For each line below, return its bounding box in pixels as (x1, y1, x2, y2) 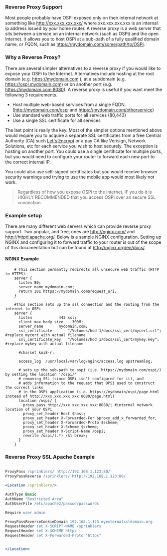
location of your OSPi (5, 407, 52, 412)
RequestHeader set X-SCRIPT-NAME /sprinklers (5, 524, 101, 529)
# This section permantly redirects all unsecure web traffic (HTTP (14, 267, 160, 272)
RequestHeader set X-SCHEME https (5, 529, 77, 534)
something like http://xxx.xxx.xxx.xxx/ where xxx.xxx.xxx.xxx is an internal (5, 20, 158, 26)
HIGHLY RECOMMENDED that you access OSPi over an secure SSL (17, 194, 156, 200)
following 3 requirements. (5, 91, 58, 98)
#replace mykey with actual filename (5, 341, 84, 347)
